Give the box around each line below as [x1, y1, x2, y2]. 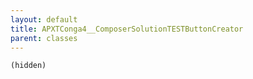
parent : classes [10, 33, 78, 43]
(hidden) [10, 61, 47, 71]
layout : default [10, 14, 78, 25]
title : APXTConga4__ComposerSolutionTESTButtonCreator [10, 24, 244, 34]
